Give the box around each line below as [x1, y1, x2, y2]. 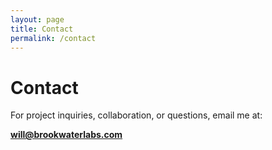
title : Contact [10, 24, 74, 34]
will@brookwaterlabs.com [10, 129, 123, 141]
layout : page [10, 14, 65, 25]
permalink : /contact [10, 33, 97, 43]
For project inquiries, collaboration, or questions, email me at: [10, 109, 263, 121]
